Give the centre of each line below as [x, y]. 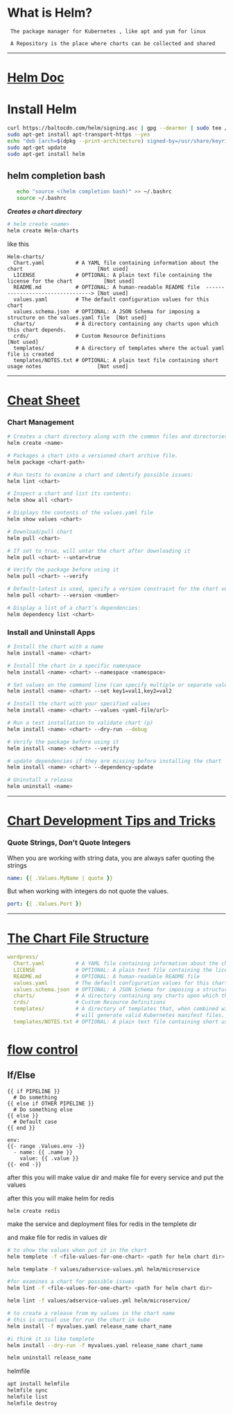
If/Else [21, 1075]
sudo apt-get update [37, 148]
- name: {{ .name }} [43, 1152]
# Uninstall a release [40, 780]
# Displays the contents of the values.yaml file [80, 513]
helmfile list [28, 1397]
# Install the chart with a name [55, 647]
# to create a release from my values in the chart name [91, 1314]
